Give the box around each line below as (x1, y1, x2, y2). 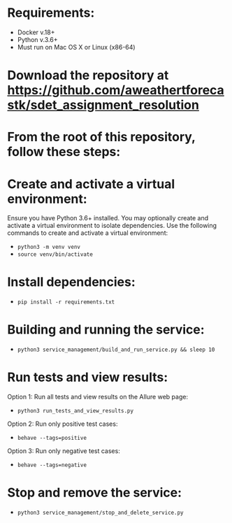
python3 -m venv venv (17, 243, 80, 251)
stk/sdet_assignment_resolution (7, 97, 199, 113)
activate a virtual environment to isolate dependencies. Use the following (7, 222, 217, 230)
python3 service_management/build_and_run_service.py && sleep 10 (17, 346, 215, 354)
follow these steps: (7, 144, 121, 160)
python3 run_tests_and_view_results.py (17, 408, 134, 415)
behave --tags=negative (17, 461, 87, 469)
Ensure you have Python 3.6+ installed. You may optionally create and (7, 214, 209, 222)
